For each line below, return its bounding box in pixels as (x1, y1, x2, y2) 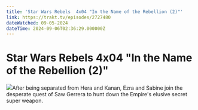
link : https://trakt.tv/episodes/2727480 (6, 14, 111, 20)
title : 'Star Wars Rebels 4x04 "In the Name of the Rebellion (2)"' (6, 8, 184, 15)
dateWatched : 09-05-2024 (6, 20, 68, 26)
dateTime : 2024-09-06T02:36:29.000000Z (6, 25, 106, 32)
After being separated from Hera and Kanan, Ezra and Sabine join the (12, 84, 183, 91)
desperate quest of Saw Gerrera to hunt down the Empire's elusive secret (6, 91, 187, 98)
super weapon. (6, 97, 44, 105)
